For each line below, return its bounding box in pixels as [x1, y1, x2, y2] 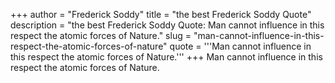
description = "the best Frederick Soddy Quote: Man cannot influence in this [10, 19, 325, 31]
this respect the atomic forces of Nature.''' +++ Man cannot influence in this [10, 51, 323, 63]
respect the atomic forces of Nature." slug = [10, 30, 192, 41]
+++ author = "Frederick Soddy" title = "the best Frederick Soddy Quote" [10, 9, 312, 20]
